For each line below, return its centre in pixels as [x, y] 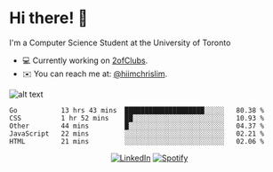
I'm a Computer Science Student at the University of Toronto [120, 43]
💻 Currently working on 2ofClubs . [85, 60]
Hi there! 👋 [49, 18]
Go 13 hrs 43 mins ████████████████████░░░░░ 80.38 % [137, 110]
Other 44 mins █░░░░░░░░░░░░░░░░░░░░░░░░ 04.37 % [137, 126]
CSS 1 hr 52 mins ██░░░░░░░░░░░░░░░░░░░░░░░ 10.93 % [137, 118]
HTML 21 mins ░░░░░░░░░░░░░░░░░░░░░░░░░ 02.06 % [137, 141]
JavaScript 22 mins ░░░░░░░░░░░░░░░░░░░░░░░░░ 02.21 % [137, 133]
